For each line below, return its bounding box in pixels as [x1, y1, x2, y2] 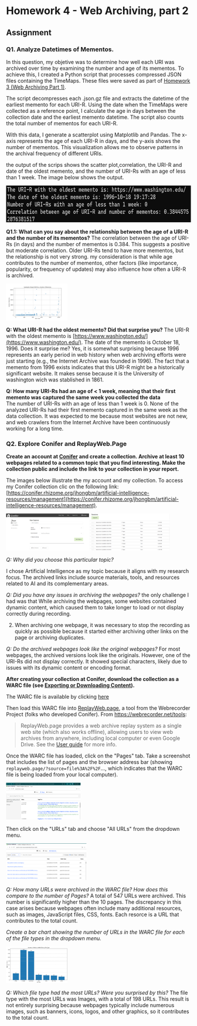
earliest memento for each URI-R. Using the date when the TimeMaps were [6, 101, 188, 108]
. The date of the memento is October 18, [81, 338, 181, 346]
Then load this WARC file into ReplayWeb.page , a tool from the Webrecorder [6, 705, 191, 712]
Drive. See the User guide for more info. [20, 741, 117, 748]
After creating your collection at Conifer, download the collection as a [6, 676, 179, 683]
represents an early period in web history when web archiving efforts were [6, 351, 186, 358]
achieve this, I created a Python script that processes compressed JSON [6, 71, 182, 78]
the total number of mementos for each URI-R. [6, 119, 118, 127]
